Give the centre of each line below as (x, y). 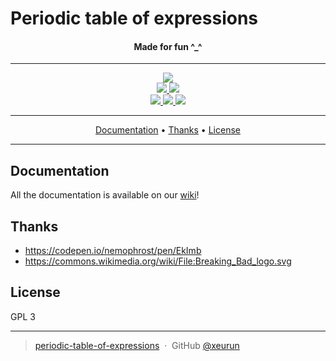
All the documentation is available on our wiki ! (105, 195)
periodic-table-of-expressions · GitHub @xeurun (137, 345)
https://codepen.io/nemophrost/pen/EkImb (113, 251)
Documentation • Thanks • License (168, 130)
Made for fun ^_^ (168, 46)
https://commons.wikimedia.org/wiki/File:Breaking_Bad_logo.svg (158, 261)
